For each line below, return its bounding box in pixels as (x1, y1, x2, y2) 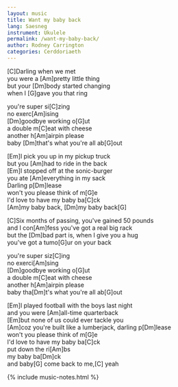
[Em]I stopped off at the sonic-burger (7, 166, 113, 175)
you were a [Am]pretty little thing (7, 74, 101, 82)
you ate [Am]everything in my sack (7, 174, 106, 182)
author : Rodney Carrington (7, 42, 84, 49)
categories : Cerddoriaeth (7, 49, 81, 56)
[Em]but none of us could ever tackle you (7, 316, 124, 324)
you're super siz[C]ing (7, 251, 71, 259)
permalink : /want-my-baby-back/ (7, 36, 99, 43)
